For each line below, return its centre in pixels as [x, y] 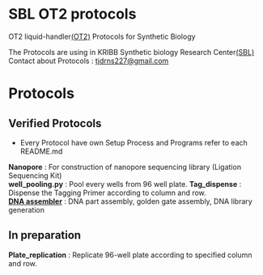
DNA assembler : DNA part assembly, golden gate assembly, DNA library [130, 201]
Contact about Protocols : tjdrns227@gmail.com [89, 61]
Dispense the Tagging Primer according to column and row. [107, 192]
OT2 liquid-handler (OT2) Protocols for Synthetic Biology [102, 36]
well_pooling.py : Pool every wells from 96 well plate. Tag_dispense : [125, 184]
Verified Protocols [55, 123]
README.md [41, 151]
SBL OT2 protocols [72, 14]
